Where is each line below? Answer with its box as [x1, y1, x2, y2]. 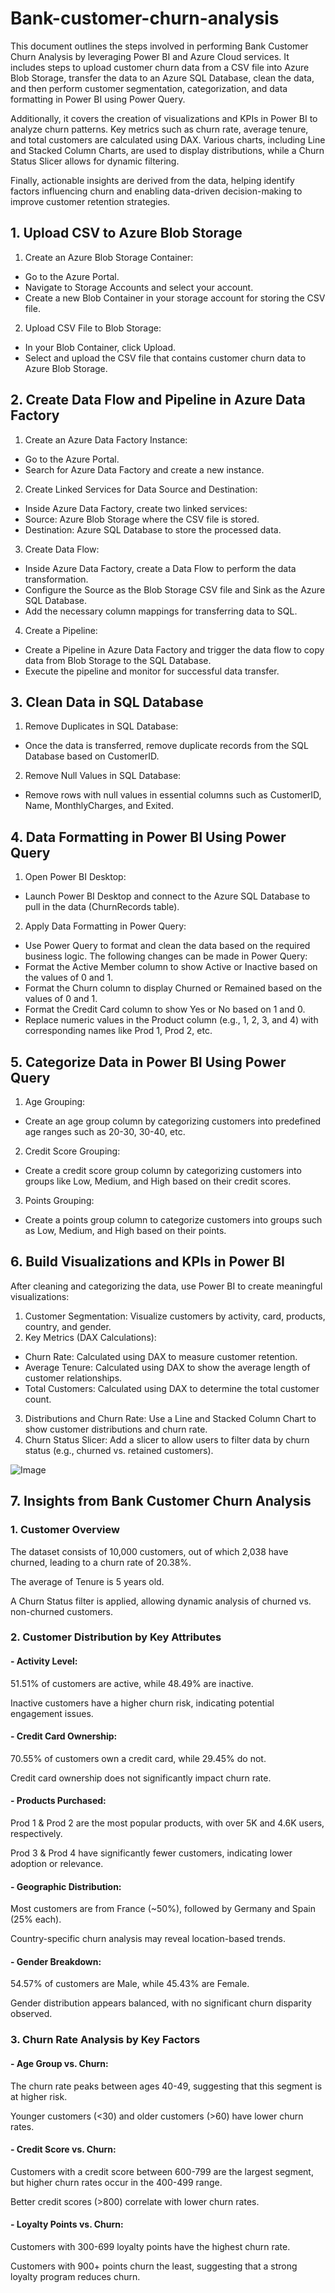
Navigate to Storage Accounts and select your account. [24, 281, 254, 293]
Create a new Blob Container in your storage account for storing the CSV [24, 292, 326, 304]
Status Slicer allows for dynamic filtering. [10, 155, 180, 167]
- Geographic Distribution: [10, 1880, 122, 1892]
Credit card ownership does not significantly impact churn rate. [10, 1772, 272, 1784]
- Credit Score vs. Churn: [10, 2143, 117, 2156]
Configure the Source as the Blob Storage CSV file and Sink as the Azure [24, 583, 326, 596]
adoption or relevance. [10, 1858, 104, 1870]
